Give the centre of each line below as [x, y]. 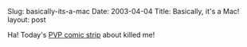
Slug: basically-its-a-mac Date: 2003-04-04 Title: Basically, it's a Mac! [123, 11]
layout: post [27, 20]
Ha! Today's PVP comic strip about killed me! [81, 35]
